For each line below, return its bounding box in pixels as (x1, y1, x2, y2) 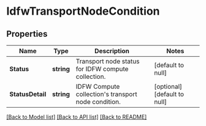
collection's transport (75, 90, 137, 98)
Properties (6, 29, 48, 39)
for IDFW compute (75, 65, 129, 73)
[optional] (154, 83, 183, 91)
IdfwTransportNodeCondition (6, 4, 161, 18)
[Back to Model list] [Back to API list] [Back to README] (6, 113, 147, 120)
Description (94, 47, 130, 55)
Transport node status (75, 57, 140, 65)
